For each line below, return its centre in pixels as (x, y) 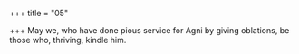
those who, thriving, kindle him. (68, 40)
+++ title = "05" (39, 13)
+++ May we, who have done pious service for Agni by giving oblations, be (149, 30)
